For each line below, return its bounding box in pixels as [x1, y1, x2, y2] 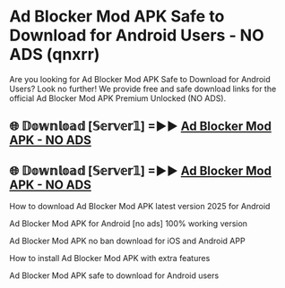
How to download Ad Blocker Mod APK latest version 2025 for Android [9, 201, 271, 212]
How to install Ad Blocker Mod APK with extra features [9, 253, 211, 264]
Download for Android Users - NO [9, 25, 264, 46]
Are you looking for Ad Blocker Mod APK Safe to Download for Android [9, 73, 271, 84]
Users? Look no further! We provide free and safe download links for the [9, 83, 277, 94]
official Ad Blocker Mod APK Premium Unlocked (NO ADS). [9, 92, 227, 104]
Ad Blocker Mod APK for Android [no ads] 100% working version [9, 218, 248, 229]
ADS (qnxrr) [9, 45, 100, 64]
